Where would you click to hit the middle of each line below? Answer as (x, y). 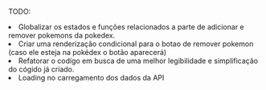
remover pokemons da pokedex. (62, 35)
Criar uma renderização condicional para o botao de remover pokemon (136, 44)
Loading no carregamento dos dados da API (92, 78)
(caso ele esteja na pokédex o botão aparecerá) (88, 52)
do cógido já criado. (41, 69)
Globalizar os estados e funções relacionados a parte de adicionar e (132, 27)
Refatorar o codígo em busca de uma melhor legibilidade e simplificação (139, 61)
